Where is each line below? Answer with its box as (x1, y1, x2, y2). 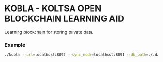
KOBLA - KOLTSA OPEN (4, 3, 102, 14)
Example (4, 41, 26, 48)
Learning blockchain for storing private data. (4, 29, 94, 35)
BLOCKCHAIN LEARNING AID (4, 13, 125, 24)
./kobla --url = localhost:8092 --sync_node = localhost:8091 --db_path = (4, 52, 149, 57)
